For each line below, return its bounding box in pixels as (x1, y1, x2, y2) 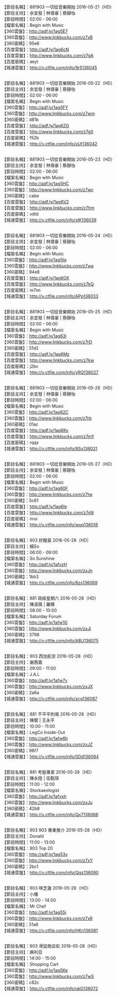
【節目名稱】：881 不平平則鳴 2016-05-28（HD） (2, 711, 99, 717)
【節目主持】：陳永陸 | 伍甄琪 (2, 776, 59, 781)
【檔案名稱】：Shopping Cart (2, 962, 59, 967)
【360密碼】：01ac (2, 422, 39, 427)
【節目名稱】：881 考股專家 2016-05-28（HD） (2, 769, 95, 775)
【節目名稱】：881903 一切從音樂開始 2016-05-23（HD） (2, 156, 116, 162)
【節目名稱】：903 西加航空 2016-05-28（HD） (2, 653, 96, 659)
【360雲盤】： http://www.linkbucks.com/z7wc (2, 187, 94, 192)
